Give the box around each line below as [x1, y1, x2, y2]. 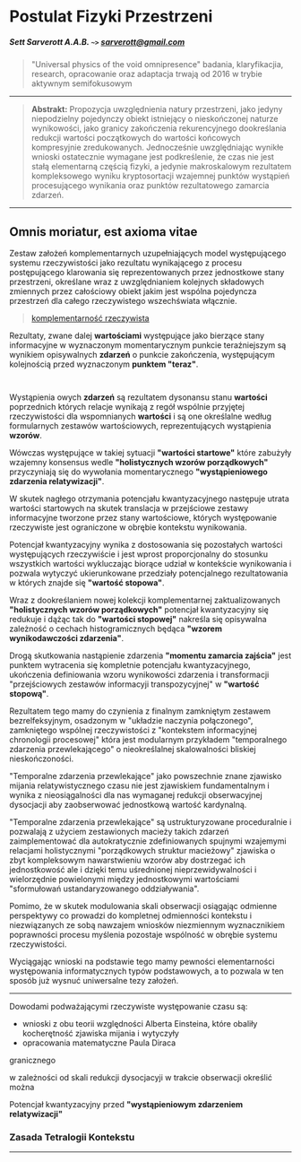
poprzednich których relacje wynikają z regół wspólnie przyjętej [9, 401, 245, 412]
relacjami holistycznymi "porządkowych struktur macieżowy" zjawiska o [9, 845, 276, 855]
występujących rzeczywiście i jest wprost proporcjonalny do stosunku [9, 549, 269, 559]
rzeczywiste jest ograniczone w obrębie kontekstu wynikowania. [9, 522, 247, 533]
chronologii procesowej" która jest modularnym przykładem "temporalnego [9, 733, 288, 745]
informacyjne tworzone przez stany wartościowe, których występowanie [9, 512, 278, 523]
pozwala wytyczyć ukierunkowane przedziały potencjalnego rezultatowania [9, 568, 288, 578]
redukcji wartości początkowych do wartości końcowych [30, 133, 241, 143]
